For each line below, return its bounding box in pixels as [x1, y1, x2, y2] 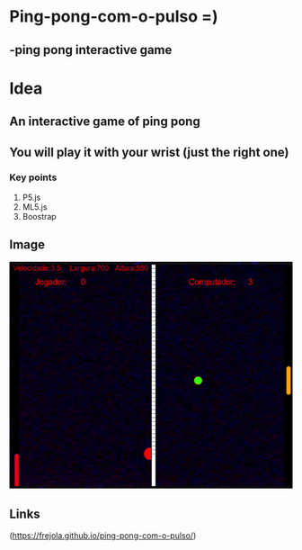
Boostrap [22, 211, 57, 221]
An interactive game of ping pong [9, 114, 200, 130]
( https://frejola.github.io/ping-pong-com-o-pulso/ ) [9, 530, 197, 541]
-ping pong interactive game [9, 42, 173, 58]
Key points [9, 171, 58, 184]
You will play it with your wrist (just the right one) [9, 144, 289, 159]
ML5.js [22, 201, 48, 212]
